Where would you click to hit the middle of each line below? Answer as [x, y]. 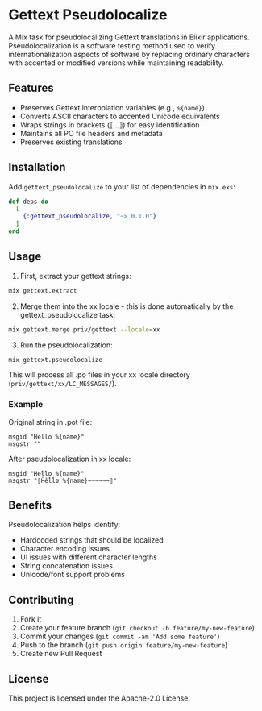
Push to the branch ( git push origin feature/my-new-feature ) [124, 645]
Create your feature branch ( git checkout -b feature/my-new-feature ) [137, 628]
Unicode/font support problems [73, 575]
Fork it [31, 619]
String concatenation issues [66, 566]
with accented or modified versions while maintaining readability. [116, 63]
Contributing [41, 599]
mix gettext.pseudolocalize [56, 360]
